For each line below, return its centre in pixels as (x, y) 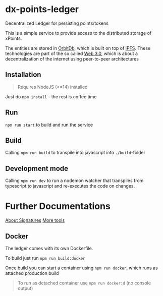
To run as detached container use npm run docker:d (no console (84, 283)
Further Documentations (58, 206)
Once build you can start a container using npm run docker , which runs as (82, 268)
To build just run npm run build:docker (45, 258)
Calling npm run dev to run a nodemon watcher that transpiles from (74, 181)
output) (25, 288)
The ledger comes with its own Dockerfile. (49, 248)
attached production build (32, 273)
